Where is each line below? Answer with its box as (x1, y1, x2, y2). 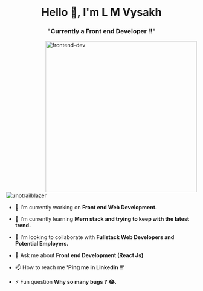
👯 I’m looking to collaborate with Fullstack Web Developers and (14, 234, 175, 241)
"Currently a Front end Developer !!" (47, 27, 156, 36)
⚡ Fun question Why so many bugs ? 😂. (14, 278, 117, 286)
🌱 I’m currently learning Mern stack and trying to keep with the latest (14, 215, 190, 223)
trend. (14, 222, 31, 229)
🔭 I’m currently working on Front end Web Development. (14, 204, 157, 211)
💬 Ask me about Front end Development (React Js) (14, 252, 144, 259)
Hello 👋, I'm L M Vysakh (41, 5, 162, 19)
